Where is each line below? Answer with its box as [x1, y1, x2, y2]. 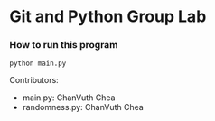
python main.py [9, 59, 67, 69]
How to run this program [9, 39, 118, 51]
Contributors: [9, 75, 59, 86]
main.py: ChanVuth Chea [22, 92, 116, 103]
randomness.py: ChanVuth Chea [22, 102, 145, 113]
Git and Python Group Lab [9, 6, 207, 27]
